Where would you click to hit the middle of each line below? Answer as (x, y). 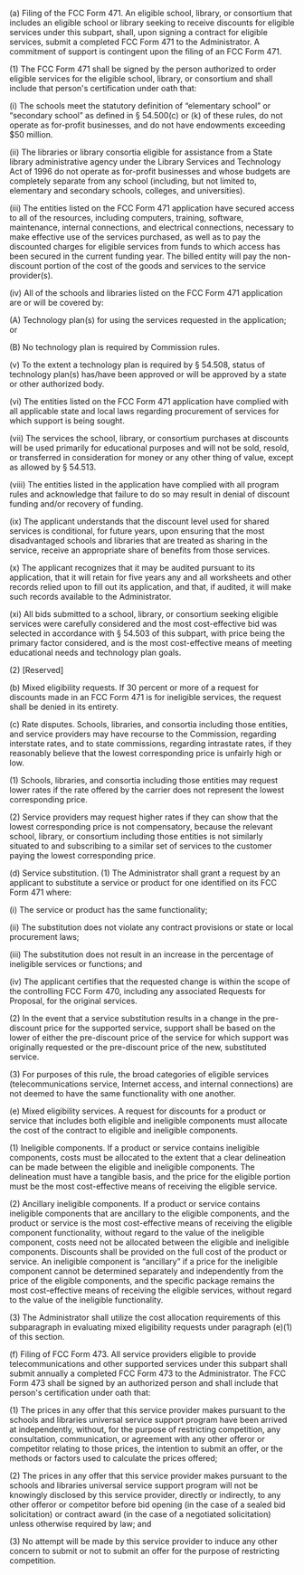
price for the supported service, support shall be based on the (160, 1028)
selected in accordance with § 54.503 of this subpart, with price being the (147, 633)
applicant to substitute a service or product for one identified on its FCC (143, 882)
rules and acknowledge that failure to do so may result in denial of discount (150, 494)
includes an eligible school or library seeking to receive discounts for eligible (152, 23)
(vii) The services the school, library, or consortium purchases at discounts (149, 438)
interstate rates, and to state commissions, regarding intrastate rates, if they (151, 744)
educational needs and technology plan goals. (95, 652)
